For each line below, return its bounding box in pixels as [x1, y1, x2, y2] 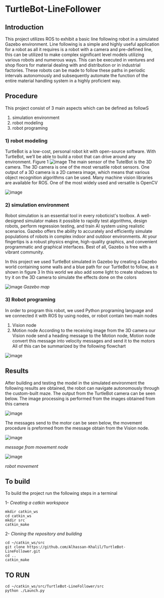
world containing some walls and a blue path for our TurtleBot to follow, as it [5, 264, 159, 270]
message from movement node [5, 444, 69, 450]
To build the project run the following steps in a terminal [5, 490, 117, 496]
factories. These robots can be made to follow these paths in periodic [5, 67, 145, 73]
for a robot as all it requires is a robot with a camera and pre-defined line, [5, 47, 153, 52]
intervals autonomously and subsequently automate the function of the [5, 73, 148, 78]
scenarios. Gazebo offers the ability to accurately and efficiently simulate [5, 228, 153, 234]
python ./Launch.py [5, 588, 45, 593]
